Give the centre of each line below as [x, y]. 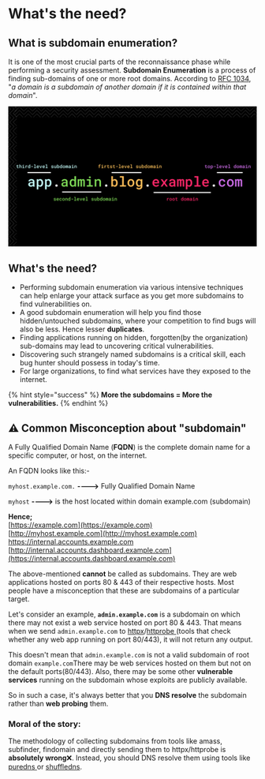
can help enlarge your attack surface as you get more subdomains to [132, 296]
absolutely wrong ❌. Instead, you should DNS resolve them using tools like [129, 758]
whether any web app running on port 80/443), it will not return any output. [131, 639]
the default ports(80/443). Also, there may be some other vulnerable [121, 672]
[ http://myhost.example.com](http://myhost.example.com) [103, 534]
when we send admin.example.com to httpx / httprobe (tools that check [119, 631]
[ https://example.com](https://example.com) [80, 525]
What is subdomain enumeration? [93, 43]
